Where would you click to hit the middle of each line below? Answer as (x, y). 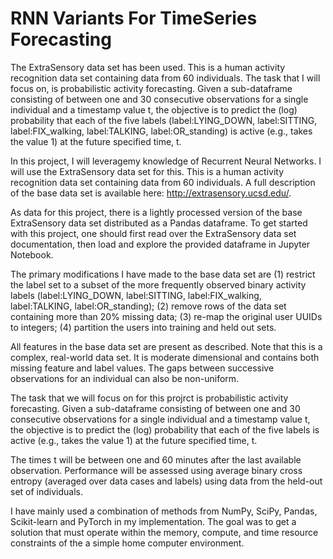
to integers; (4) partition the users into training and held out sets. (143, 327)
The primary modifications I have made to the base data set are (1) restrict (163, 274)
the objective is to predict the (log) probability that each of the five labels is (165, 429)
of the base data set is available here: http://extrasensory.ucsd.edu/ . (151, 193)
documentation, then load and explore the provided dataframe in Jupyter (160, 244)
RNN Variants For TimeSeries (134, 18)
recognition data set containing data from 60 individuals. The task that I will (165, 78)
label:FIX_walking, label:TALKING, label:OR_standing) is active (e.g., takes (161, 131)
